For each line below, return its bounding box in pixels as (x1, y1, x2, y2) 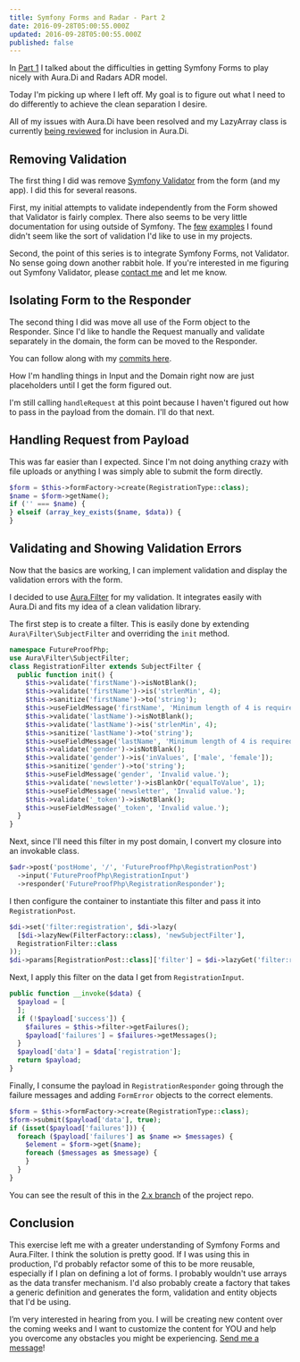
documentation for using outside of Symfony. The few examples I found (9, 221, 273, 233)
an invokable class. (9, 846, 80, 857)
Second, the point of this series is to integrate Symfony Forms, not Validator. (9, 248, 290, 259)
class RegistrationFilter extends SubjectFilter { (9, 662, 202, 671)
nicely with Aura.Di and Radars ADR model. (9, 72, 168, 83)
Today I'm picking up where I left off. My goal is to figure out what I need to (9, 89, 286, 100)
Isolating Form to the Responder (9, 292, 192, 309)
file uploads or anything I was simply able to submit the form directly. (9, 466, 263, 477)
